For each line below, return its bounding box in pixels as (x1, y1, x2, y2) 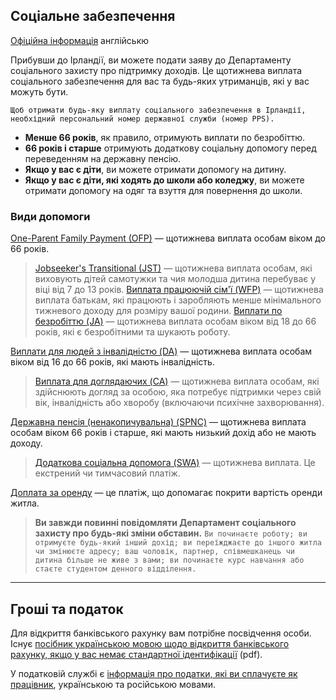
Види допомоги (10, 209, 91, 223)
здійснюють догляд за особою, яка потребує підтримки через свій (34, 386, 322, 398)
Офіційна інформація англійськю (10, 34, 150, 46)
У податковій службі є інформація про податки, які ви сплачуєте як (10, 667, 298, 679)
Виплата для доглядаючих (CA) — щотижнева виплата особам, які (34, 375, 320, 388)
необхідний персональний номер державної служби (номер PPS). (10, 114, 275, 124)
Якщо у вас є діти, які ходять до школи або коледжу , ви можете (24, 174, 305, 186)
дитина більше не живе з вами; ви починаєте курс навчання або (34, 555, 305, 566)
